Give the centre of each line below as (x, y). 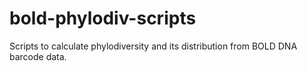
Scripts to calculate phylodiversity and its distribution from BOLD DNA (153, 46)
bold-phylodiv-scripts (103, 18)
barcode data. (38, 56)
